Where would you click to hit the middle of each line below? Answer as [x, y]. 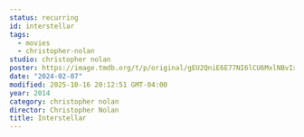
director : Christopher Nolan [64, 110]
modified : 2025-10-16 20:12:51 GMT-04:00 [89, 85]
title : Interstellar [48, 118]
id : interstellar [42, 26]
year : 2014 [30, 93]
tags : [19, 34]
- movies [34, 43]
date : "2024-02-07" [46, 77]
